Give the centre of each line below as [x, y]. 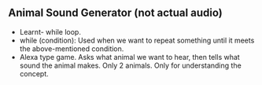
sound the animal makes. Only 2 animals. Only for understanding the [130, 65]
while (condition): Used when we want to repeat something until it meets [137, 40]
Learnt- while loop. [50, 31]
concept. [34, 73]
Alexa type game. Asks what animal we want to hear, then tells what [129, 57]
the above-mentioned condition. [72, 48]
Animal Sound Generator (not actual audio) [115, 13]
